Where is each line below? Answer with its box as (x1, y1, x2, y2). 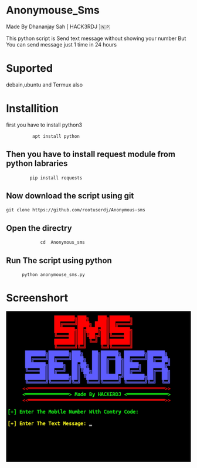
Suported (6, 62, 53, 75)
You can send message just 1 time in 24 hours (6, 41, 117, 48)
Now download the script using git (6, 191, 134, 201)
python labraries (6, 158, 68, 168)
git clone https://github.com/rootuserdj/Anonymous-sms (6, 207, 145, 213)
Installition (6, 102, 59, 115)
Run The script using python (6, 255, 113, 265)
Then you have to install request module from (6, 150, 176, 160)
